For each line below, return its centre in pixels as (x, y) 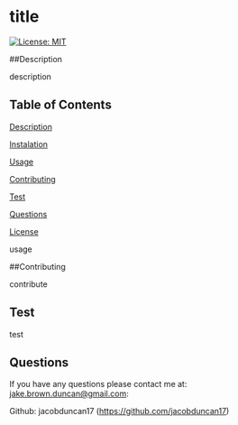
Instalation (28, 144)
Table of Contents (61, 105)
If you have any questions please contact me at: (98, 384)
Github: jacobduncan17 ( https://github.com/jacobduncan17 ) (119, 411)
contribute (28, 284)
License (24, 231)
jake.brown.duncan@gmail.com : (69, 393)
